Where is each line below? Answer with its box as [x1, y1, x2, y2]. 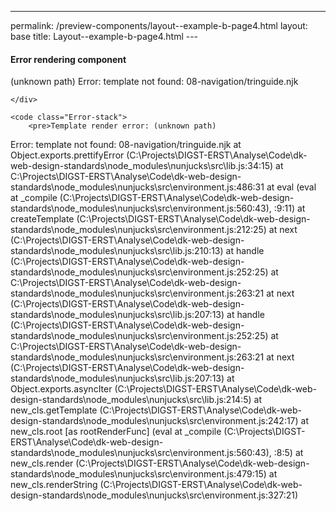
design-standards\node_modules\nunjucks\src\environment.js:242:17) [10, 415, 299, 427]
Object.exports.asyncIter [10, 383, 113, 395]
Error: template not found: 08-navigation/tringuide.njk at [10, 139, 242, 151]
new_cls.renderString [10, 479, 98, 491]
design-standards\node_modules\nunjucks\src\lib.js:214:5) [10, 394, 252, 406]
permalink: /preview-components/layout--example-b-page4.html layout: [10, 20, 308, 31]
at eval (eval [266, 181, 317, 193]
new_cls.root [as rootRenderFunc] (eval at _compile [10, 426, 222, 438]
